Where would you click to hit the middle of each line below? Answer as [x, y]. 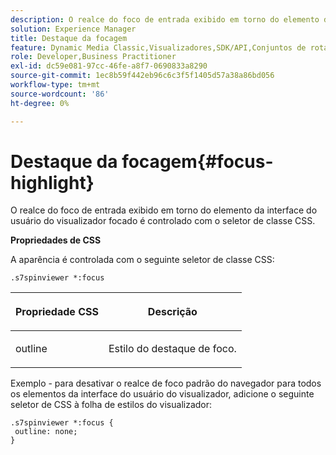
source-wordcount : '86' [60, 94]
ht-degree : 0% [40, 103]
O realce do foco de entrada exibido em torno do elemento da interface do [164, 210]
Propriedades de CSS [56, 240]
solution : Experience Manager [73, 29]
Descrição [172, 312]
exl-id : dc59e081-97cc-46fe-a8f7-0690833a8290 [109, 66]
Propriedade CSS [57, 312]
